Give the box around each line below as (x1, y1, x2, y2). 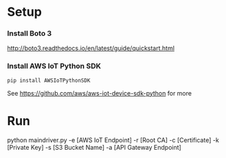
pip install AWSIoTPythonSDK (7, 77, 91, 84)
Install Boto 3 (7, 29, 52, 38)
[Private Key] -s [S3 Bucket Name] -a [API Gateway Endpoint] (7, 143, 182, 151)
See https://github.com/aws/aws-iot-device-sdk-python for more (7, 89, 192, 97)
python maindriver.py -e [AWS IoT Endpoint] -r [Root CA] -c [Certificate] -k (7, 135, 220, 144)
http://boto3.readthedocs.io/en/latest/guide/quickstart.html (7, 44, 175, 52)
